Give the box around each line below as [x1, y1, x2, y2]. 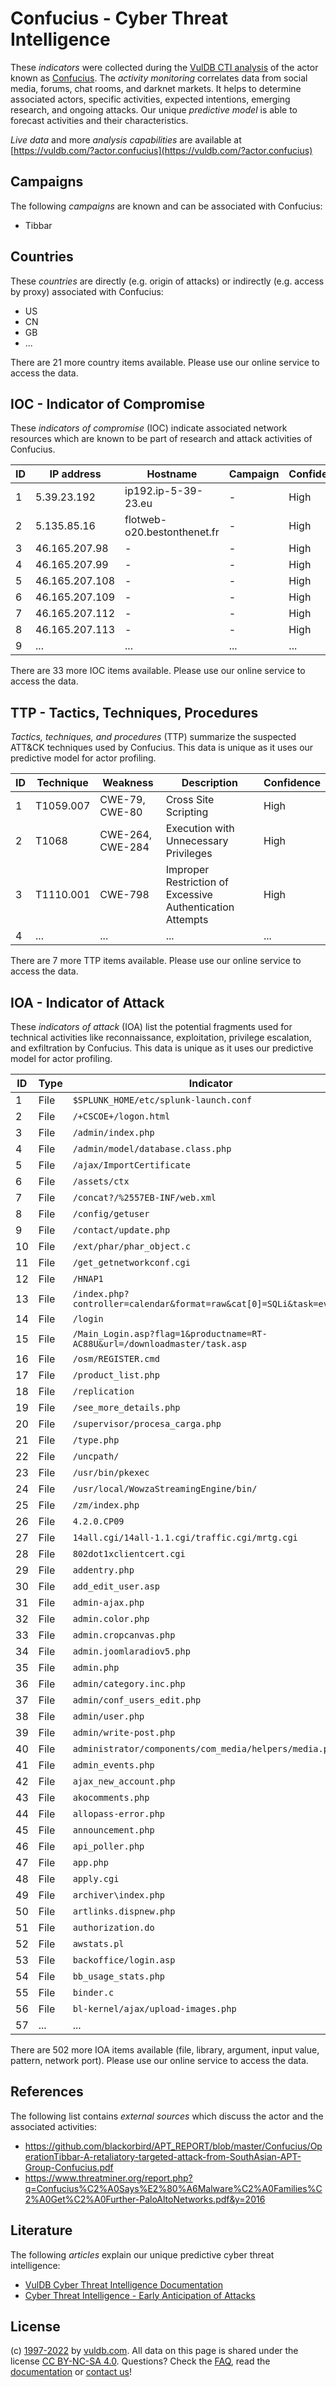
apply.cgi [72, 1873, 120, 1884]
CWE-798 [99, 888, 150, 902]
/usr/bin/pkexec [72, 1467, 150, 1478]
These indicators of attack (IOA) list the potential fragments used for [10, 1021, 293, 1032]
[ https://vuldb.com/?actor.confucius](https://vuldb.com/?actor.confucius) [10, 144, 313, 156]
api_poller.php [72, 1841, 145, 1852]
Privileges [165, 847, 213, 861]
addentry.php [72, 1565, 135, 1576]
